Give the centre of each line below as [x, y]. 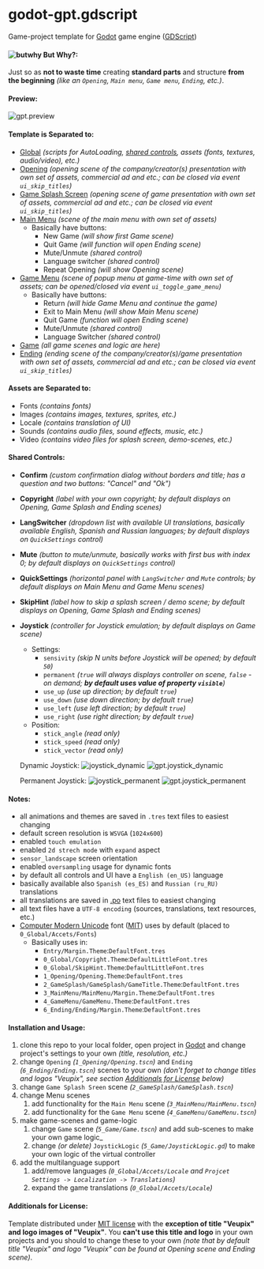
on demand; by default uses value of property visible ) [134, 683]
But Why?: [61, 55]
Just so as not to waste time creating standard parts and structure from [126, 72]
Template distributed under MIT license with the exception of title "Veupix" [131, 1223]
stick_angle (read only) [82, 733]
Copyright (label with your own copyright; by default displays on [125, 499]
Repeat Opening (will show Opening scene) [113, 269]
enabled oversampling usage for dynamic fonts [95, 867]
